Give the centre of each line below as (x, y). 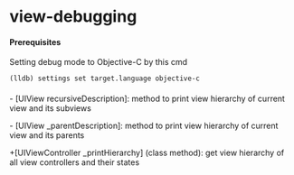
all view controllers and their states (75, 162)
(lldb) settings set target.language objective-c (105, 78)
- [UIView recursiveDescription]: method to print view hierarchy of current (147, 98)
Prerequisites (35, 41)
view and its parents (47, 135)
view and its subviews (51, 108)
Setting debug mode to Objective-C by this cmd (99, 62)
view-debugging (73, 17)
